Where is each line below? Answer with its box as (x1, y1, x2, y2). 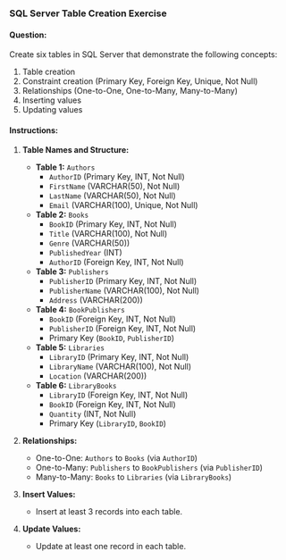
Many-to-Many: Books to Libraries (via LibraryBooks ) (35, 472, 232, 482)
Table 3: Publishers (35, 266, 109, 277)
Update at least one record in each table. (35, 541, 186, 552)
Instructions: (9, 124, 59, 136)
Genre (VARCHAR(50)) (48, 238, 130, 248)
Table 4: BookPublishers (35, 305, 125, 315)
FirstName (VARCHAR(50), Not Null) (48, 181, 181, 192)
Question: (9, 29, 47, 40)
